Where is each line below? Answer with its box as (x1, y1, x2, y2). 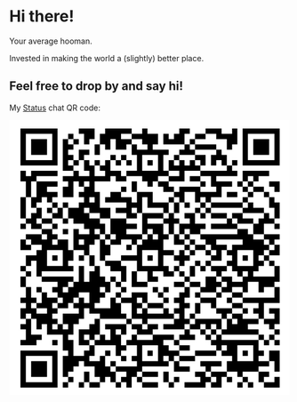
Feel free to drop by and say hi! (9, 78, 184, 94)
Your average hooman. (9, 36, 93, 46)
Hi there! (9, 6, 75, 27)
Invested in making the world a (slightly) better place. (9, 52, 205, 63)
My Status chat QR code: (9, 102, 100, 113)
